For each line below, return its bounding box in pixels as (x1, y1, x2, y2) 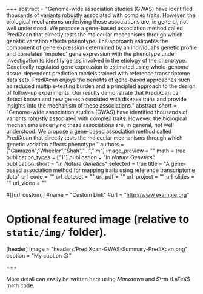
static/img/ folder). (6, 225, 107, 239)
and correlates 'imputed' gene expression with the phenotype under (6, 50, 177, 57)
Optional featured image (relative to (6, 213, 190, 227)
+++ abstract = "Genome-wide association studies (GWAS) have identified (6, 5, 193, 12)
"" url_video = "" (6, 179, 47, 186)
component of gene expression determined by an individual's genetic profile (6, 44, 197, 51)
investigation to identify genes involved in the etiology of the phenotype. (6, 57, 187, 64)
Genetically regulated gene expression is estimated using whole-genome (6, 63, 189, 70)
